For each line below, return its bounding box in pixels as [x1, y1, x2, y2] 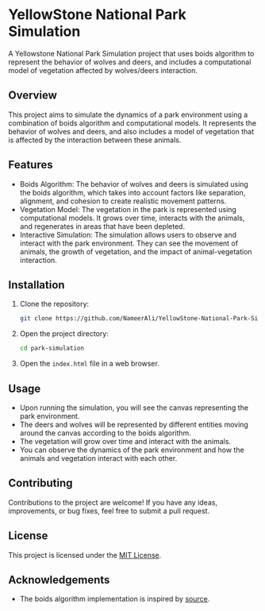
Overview [8, 89, 58, 102]
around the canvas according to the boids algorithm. [19, 427, 192, 438]
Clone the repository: [19, 300, 90, 309]
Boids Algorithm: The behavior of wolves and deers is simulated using [19, 179, 248, 188]
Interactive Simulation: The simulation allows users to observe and [19, 230, 236, 239]
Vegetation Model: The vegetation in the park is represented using [19, 204, 236, 214]
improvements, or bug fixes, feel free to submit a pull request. [8, 506, 210, 516]
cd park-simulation [19, 344, 85, 353]
